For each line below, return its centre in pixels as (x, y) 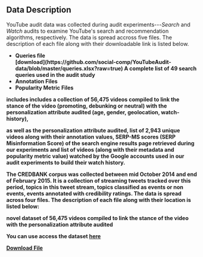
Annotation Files (36, 81)
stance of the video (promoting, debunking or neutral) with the (87, 106)
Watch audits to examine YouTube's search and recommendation (88, 31)
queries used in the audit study (55, 74)
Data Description (39, 10)
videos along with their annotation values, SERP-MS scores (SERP (91, 137)
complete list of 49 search (163, 68)
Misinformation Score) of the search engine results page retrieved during (101, 143)
